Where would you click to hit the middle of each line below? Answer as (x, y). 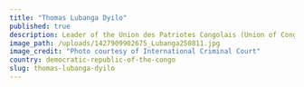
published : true (40, 26)
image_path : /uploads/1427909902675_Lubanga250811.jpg (115, 43)
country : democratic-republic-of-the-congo (93, 60)
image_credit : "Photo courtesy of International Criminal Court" (135, 52)
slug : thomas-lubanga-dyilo (62, 69)
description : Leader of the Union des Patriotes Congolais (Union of (143, 34)
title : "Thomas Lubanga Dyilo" (68, 18)
